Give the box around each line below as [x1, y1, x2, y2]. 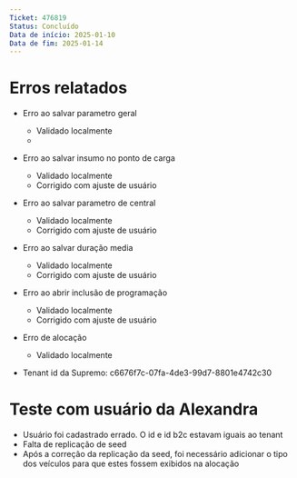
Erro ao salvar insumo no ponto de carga [22, 153, 175, 164]
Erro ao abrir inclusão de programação [22, 287, 168, 298]
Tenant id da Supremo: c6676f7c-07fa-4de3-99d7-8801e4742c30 [22, 367, 272, 378]
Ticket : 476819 [9, 13, 67, 23]
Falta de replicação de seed [22, 439, 127, 450]
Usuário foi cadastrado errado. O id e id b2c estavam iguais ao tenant [22, 429, 283, 441]
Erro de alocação [22, 333, 87, 344]
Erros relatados [9, 78, 128, 98]
